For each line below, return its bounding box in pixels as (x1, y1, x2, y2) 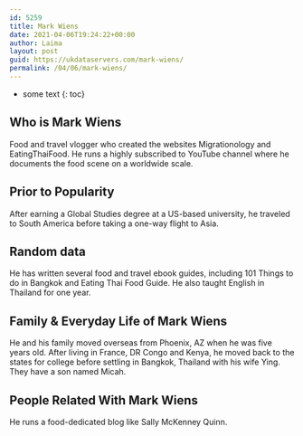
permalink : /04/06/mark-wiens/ (9, 64, 128, 73)
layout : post (9, 47, 59, 56)
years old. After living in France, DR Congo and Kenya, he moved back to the (9, 347, 295, 358)
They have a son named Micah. (9, 366, 127, 377)
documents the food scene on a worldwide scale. (9, 157, 194, 168)
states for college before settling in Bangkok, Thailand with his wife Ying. (9, 356, 280, 367)
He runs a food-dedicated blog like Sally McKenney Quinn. (9, 416, 228, 427)
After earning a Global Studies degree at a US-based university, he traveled (9, 208, 291, 219)
